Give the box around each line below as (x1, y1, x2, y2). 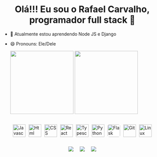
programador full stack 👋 (29, 14, 135, 26)
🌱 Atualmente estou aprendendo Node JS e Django (10, 31, 117, 37)
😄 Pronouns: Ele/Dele (10, 40, 57, 46)
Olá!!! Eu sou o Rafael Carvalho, (15, 4, 150, 15)
